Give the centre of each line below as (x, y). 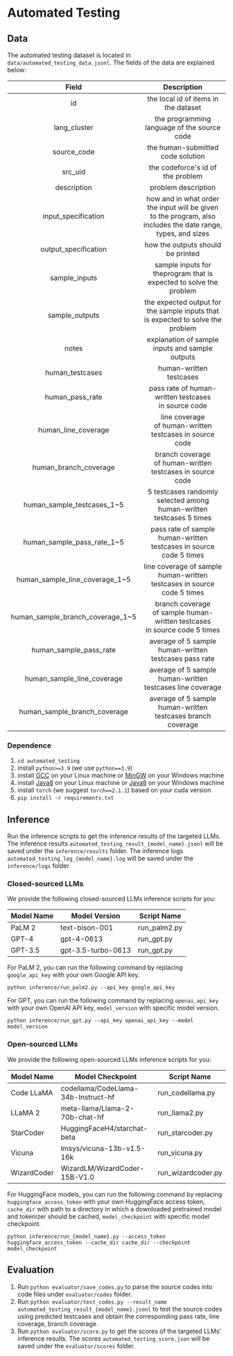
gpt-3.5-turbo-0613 (96, 951)
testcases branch (183, 716)
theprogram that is (183, 274)
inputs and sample (183, 348)
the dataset (183, 107)
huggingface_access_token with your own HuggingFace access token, (106, 1202)
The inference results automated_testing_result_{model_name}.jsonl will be (115, 844)
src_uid (74, 172)
